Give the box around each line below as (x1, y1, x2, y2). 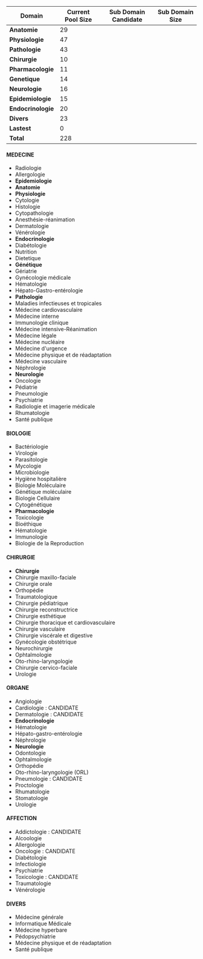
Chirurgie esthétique (14, 612, 66, 619)
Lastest (9, 124, 31, 132)
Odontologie (14, 749, 47, 756)
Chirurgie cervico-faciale (14, 664, 77, 671)
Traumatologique (14, 593, 58, 600)
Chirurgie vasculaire (14, 625, 65, 633)
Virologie (14, 449, 38, 457)
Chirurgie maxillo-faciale (14, 573, 77, 581)
